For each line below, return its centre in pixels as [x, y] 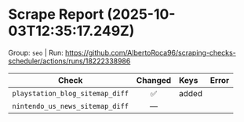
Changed [154, 80]
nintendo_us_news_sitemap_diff [71, 106]
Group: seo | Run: [36, 52]
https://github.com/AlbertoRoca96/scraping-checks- [151, 52]
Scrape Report [56, 14]
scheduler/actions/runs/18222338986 [69, 61]
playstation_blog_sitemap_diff [71, 93]
